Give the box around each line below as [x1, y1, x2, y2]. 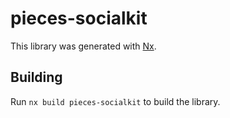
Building [10, 69, 63, 86]
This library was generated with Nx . [10, 40, 157, 52]
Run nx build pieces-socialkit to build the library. [10, 95, 221, 107]
